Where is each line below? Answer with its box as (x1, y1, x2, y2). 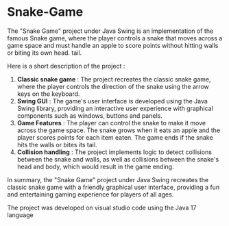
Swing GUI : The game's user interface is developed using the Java (16, 97, 208, 105)
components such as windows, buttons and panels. (16, 111, 162, 120)
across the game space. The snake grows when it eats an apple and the (16, 126, 221, 134)
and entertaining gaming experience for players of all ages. (7, 190, 174, 199)
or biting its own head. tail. (7, 49, 82, 57)
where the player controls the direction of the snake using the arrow (16, 82, 209, 90)
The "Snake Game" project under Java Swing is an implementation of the (7, 27, 214, 35)
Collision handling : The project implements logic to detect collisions (16, 148, 213, 156)
